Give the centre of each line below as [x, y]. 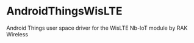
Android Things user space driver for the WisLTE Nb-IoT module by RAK [97, 28]
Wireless [17, 34]
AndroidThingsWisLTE [64, 11]
